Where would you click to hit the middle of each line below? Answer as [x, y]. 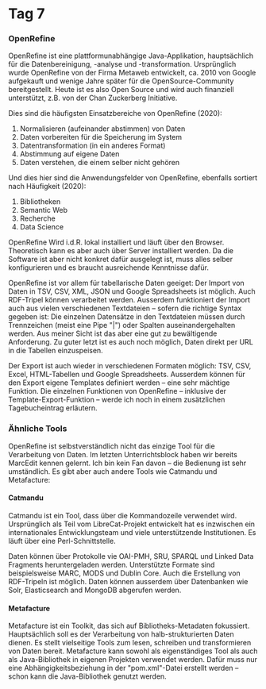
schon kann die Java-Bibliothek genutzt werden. [87, 676]
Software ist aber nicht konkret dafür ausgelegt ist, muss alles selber [121, 260]
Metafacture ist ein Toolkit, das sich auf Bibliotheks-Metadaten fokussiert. [129, 626]
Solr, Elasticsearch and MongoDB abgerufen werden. [95, 590]
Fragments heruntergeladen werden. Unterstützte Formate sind [112, 564]
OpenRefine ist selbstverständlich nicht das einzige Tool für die [112, 446]
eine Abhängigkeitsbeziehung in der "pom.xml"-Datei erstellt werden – [123, 668]
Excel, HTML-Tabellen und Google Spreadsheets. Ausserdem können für [127, 375]
